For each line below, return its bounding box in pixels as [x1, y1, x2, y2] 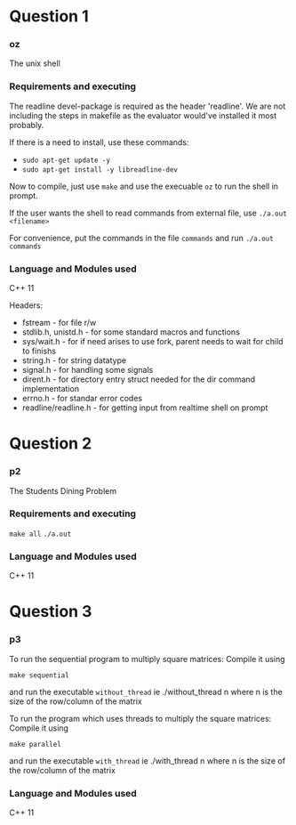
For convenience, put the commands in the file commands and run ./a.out [9, 232, 274, 243]
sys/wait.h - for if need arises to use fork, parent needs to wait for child [21, 336, 284, 347]
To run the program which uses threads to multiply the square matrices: [9, 713, 272, 724]
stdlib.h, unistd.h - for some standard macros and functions [21, 327, 240, 337]
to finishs [21, 345, 56, 357]
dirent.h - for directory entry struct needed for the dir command [21, 374, 256, 384]
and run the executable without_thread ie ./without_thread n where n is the [9, 686, 283, 697]
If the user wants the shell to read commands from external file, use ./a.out [9, 207, 287, 218]
